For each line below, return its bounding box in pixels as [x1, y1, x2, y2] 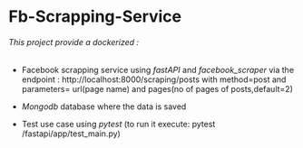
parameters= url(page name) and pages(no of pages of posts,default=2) [21, 84, 294, 95]
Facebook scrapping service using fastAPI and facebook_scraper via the [21, 65, 295, 76]
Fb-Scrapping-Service [8, 6, 182, 27]
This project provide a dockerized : [8, 36, 140, 47]
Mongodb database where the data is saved [21, 101, 187, 112]
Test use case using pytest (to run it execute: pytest [21, 119, 216, 130]
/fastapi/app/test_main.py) [21, 128, 122, 139]
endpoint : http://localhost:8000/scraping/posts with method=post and [21, 74, 287, 85]
